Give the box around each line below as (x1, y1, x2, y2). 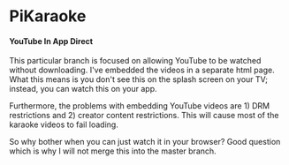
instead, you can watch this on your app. (9, 84, 157, 94)
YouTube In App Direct (9, 35, 94, 46)
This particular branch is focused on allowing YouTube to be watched (9, 56, 262, 66)
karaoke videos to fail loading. (9, 119, 119, 130)
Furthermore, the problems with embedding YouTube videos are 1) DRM (9, 101, 270, 111)
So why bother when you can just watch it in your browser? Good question (9, 137, 281, 147)
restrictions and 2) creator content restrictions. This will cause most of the (9, 110, 279, 121)
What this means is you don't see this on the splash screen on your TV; (9, 74, 268, 85)
